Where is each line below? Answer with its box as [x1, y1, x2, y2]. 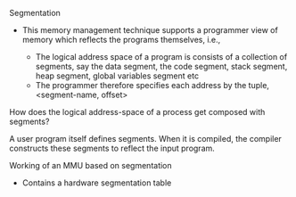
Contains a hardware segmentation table [21, 177, 172, 188]
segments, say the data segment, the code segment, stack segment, [35, 62, 288, 71]
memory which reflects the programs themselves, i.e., [21, 35, 221, 45]
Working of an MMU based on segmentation [9, 160, 172, 170]
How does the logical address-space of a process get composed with [9, 107, 266, 117]
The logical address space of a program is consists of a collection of [35, 52, 288, 62]
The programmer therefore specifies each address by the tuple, [35, 80, 270, 90]
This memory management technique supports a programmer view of [21, 25, 278, 35]
